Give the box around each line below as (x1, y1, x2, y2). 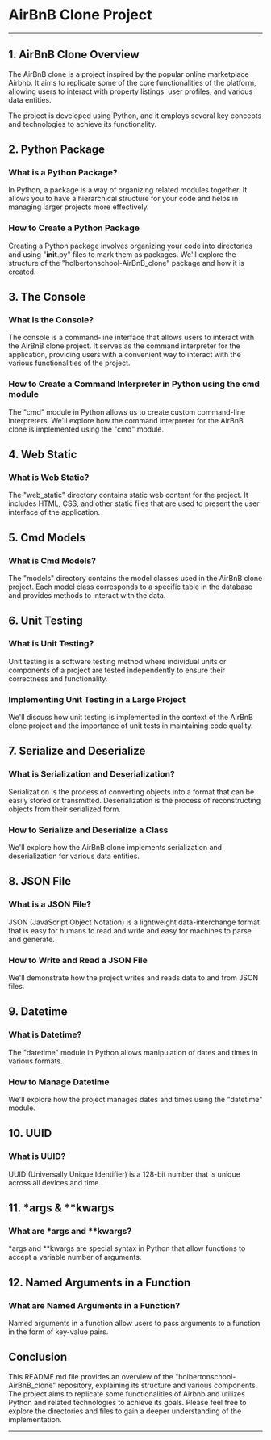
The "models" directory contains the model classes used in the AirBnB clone (8, 574, 263, 583)
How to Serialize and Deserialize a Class (8, 824, 169, 836)
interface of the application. (8, 507, 101, 517)
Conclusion (8, 1350, 68, 1364)
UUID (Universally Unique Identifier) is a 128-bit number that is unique (8, 1169, 240, 1179)
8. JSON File (8, 874, 71, 888)
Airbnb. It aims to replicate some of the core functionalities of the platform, (8, 78, 256, 87)
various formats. (8, 1056, 63, 1066)
